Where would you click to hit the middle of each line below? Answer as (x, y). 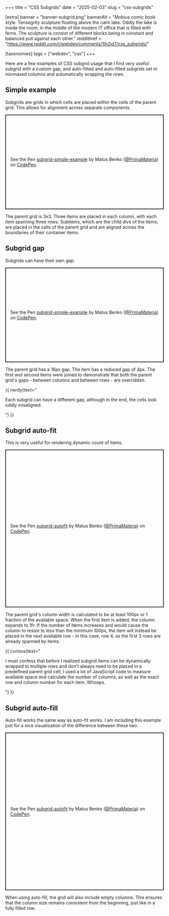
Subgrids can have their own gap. (40, 260)
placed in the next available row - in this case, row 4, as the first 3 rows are (83, 636)
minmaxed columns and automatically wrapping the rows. (65, 74)
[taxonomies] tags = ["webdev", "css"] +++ (50, 53)
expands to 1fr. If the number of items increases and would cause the (77, 625)
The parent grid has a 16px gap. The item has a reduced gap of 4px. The (80, 369)
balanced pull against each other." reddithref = (53, 38)
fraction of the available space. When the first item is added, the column (80, 620)
